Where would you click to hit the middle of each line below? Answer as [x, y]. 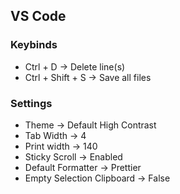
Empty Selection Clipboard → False [97, 178]
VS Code [38, 16]
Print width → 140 [61, 146]
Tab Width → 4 [55, 135]
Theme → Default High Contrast [90, 125]
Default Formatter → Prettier [83, 167]
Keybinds [34, 45]
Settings [31, 103]
